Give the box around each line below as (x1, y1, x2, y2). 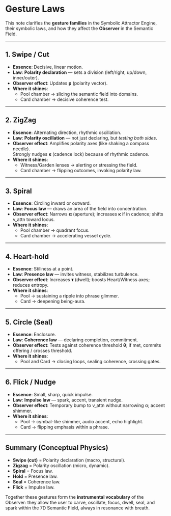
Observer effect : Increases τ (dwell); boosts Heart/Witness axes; (12, 277, 150, 283)
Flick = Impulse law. (12, 484, 55, 490)
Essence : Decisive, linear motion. (12, 64, 83, 70)
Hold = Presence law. (12, 473, 58, 479)
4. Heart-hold (5, 252, 49, 261)
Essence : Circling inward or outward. (12, 200, 91, 206)
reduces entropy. (12, 282, 49, 288)
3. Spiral (5, 186, 32, 195)
